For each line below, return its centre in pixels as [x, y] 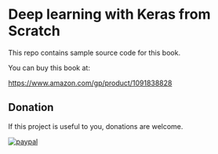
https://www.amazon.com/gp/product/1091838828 [90, 83]
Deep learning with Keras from [109, 14]
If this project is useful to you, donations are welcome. [96, 126]
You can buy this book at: [49, 67]
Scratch [34, 31]
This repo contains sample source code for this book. [94, 52]
